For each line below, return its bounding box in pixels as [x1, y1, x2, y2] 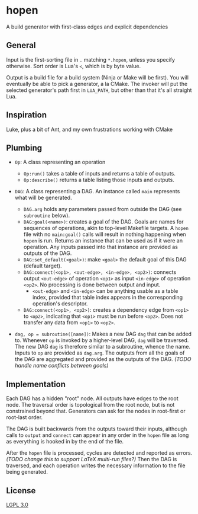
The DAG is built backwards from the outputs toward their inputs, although [6, 425, 187, 433]
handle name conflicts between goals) [14, 362, 109, 369]
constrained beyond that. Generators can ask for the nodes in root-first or [6, 407, 186, 415]
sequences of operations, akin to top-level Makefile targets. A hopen [23, 225, 189, 232]
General [6, 40, 37, 50]
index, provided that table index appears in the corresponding [32, 294, 183, 301]
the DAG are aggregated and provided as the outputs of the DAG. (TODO [14, 356, 191, 363]
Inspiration [6, 110, 47, 120]
